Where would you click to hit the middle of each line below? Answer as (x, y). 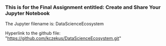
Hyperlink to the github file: (33, 33)
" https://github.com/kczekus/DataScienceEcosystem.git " (63, 38)
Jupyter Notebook (27, 13)
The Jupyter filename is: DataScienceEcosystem (55, 24)
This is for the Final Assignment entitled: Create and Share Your (83, 7)
